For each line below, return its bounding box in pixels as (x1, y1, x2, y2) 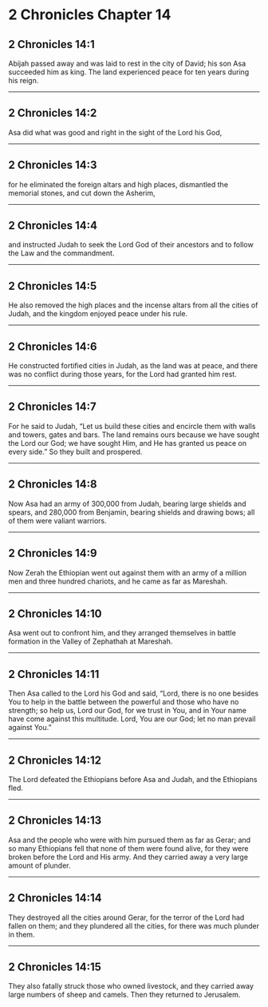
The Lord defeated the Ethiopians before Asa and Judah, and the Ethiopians (8, 774, 258, 784)
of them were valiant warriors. (8, 516, 108, 525)
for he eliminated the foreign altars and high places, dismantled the (8, 179, 229, 189)
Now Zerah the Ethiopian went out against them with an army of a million (8, 568, 247, 577)
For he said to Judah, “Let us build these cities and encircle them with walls (8, 421, 256, 431)
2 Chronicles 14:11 (8, 667, 100, 681)
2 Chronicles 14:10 (8, 607, 102, 620)
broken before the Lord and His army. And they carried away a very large (8, 852, 249, 861)
